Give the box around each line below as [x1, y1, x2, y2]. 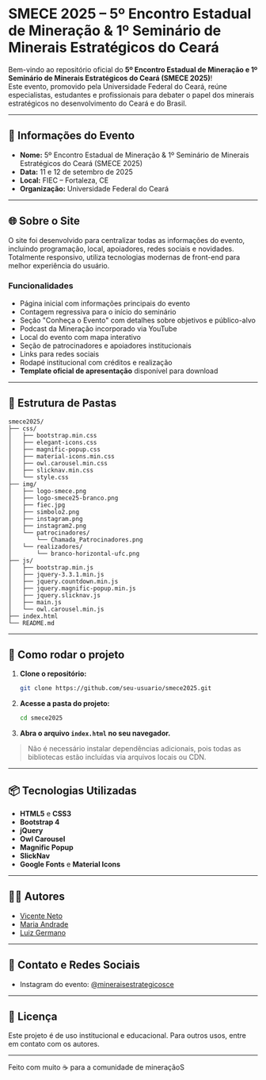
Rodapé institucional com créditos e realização [19, 357, 173, 367]
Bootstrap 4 [19, 817, 60, 827]
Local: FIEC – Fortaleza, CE [19, 175, 109, 185]
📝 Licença [8, 1010, 58, 1024]
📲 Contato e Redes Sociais [8, 958, 140, 972]
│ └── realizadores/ [8, 542, 83, 550]
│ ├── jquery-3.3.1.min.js [8, 570, 104, 578]
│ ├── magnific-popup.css [8, 445, 101, 453]
